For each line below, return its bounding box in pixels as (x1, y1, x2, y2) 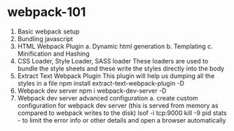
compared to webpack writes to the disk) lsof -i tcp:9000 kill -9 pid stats (17, 109, 227, 117)
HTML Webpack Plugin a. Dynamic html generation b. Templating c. (17, 42, 213, 50)
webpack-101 (7, 4, 86, 20)
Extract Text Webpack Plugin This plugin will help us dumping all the (17, 71, 215, 80)
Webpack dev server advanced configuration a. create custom (17, 93, 198, 102)
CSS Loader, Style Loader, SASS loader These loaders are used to (17, 56, 209, 65)
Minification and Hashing (17, 49, 90, 58)
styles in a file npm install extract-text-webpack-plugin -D (17, 79, 184, 87)
